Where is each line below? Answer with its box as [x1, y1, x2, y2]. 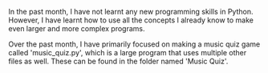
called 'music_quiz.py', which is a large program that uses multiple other [8, 48, 247, 57]
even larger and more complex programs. [8, 24, 145, 33]
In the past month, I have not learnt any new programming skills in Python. [8, 7, 254, 16]
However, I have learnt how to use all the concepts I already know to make [8, 15, 254, 25]
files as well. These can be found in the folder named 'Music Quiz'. [8, 56, 229, 66]
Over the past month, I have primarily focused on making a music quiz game [8, 39, 261, 49]
